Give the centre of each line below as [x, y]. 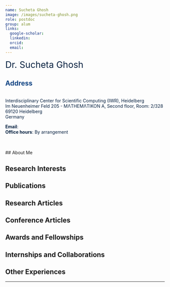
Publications [26, 186]
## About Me [19, 153]
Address [19, 83]
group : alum [18, 24]
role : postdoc [20, 19]
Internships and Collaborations [55, 254]
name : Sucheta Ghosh [27, 10]
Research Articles [34, 203]
